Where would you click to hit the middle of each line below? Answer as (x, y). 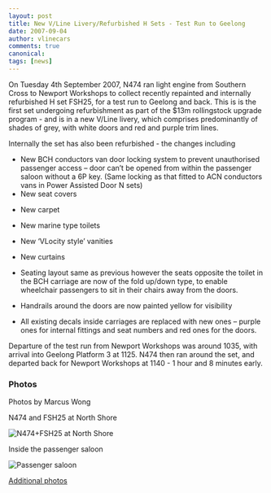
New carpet (40, 209)
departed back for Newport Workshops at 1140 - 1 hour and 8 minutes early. (135, 363)
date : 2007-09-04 (38, 31)
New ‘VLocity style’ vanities (67, 241)
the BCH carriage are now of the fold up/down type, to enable (124, 281)
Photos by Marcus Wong (50, 402)
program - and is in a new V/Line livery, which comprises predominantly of (133, 119)
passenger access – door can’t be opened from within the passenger (136, 168)
